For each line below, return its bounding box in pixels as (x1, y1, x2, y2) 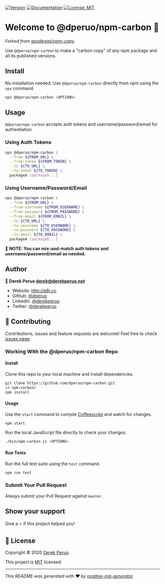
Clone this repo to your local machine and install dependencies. (5, 371, 134, 377)
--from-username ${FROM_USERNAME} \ (9, 205, 84, 210)
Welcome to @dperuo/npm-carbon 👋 (5, 22, 160, 33)
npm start (5, 420, 26, 426)
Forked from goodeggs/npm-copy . (5, 38, 75, 44)
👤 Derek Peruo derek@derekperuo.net (5, 278, 85, 284)
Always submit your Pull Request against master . (5, 493, 103, 499)
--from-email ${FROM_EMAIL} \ (9, 214, 71, 219)
